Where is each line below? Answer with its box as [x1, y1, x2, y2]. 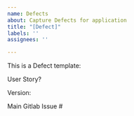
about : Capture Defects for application [7, 17, 128, 24]
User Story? [7, 75, 42, 84]
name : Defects [7, 10, 49, 17]
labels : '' [7, 29, 39, 37]
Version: [7, 89, 32, 97]
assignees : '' [7, 36, 49, 43]
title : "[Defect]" [7, 23, 61, 30]
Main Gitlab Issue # [7, 102, 63, 110]
